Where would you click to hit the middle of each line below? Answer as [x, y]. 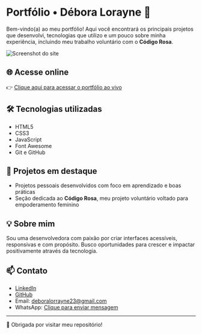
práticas [25, 192]
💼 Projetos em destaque [52, 171]
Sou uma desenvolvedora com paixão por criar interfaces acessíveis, [92, 238]
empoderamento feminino [47, 205]
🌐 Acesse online [38, 73]
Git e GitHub [30, 152]
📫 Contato [27, 271]
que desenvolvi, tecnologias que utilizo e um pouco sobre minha [86, 35]
